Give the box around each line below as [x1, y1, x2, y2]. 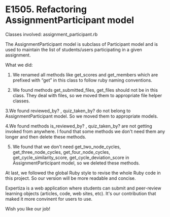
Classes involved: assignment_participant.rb [5, 31, 98, 37]
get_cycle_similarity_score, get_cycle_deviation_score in [12, 154, 129, 160]
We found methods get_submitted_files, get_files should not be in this [12, 87, 158, 93]
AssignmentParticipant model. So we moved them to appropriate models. [5, 113, 158, 119]
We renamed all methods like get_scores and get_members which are [12, 71, 158, 77]
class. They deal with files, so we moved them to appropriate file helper [12, 92, 162, 98]
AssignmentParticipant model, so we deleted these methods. [12, 159, 141, 166]
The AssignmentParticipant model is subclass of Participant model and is [5, 41, 158, 47]
